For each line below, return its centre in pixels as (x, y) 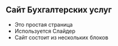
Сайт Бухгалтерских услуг (59, 10)
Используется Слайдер (45, 31)
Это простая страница (43, 24)
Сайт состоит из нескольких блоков (61, 37)
